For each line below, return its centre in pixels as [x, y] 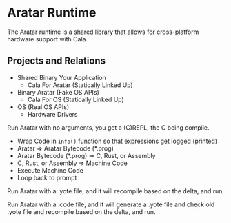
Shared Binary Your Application [62, 77]
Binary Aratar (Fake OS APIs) [58, 92]
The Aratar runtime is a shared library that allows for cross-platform [103, 32]
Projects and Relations [56, 61]
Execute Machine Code [50, 170]
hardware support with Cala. [48, 39]
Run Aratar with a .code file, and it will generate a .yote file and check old [111, 204]
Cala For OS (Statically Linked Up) [76, 99]
